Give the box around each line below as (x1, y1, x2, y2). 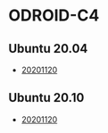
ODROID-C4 (8, 5, 100, 26)
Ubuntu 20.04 (8, 41, 88, 56)
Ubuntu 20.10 (8, 90, 85, 105)
